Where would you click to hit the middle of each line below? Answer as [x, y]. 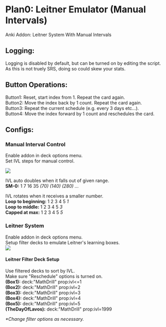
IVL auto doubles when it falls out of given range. [57, 180]
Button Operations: [36, 85]
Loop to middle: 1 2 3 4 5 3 [34, 207]
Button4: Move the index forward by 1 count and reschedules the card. [80, 114]
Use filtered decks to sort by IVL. [40, 270]
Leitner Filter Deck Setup [32, 259]
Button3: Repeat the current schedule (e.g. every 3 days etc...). [72, 108]
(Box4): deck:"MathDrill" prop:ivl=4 [43, 298]
